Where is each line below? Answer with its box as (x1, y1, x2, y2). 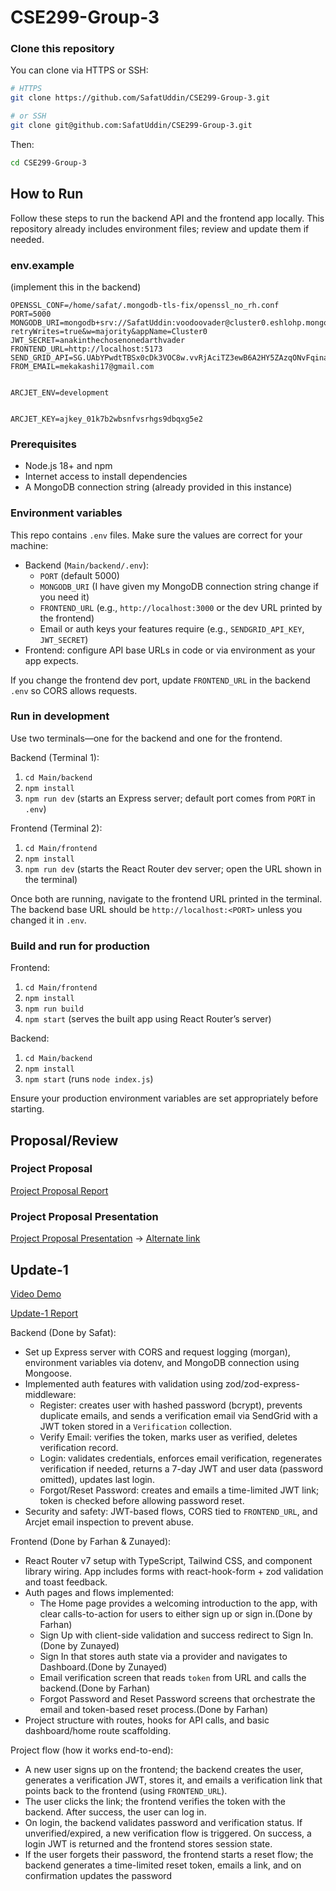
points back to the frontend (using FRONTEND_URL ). (24, 1784, 228, 1796)
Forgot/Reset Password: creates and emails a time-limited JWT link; (39, 1484, 320, 1496)
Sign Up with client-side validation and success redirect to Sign (39, 1629, 302, 1641)
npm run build (24, 1004, 84, 1015)
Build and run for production (10, 939, 150, 953)
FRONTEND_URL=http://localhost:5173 (10, 344, 163, 354)
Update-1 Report (10, 1307, 79, 1319)
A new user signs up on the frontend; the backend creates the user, (24, 1763, 304, 1775)
